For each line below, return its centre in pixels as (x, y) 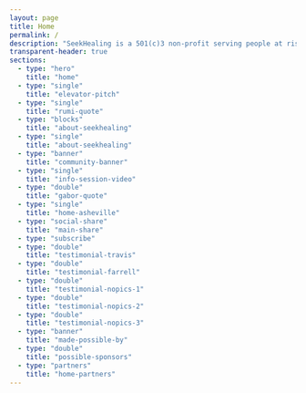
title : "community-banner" (77, 162)
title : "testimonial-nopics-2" (85, 306)
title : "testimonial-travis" (81, 255)
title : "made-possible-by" (77, 340)
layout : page (34, 18)
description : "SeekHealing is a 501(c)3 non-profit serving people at (146, 43)
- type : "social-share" (62, 221)
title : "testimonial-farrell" (83, 273)
